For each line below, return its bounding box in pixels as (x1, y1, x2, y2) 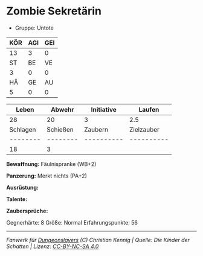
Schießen (47, 125, 74, 133)
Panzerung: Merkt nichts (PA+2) (6, 172, 88, 179)
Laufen (138, 105, 159, 114)
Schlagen (9, 125, 36, 133)
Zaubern (84, 125, 109, 133)
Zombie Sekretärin (6, 4, 101, 18)
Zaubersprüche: (6, 207, 48, 214)
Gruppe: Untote (14, 24, 54, 31)
